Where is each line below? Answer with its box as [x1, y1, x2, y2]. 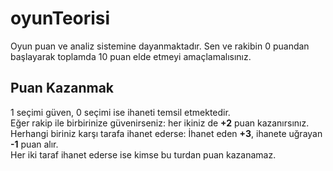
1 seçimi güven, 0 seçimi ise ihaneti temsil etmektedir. [10, 106, 231, 118]
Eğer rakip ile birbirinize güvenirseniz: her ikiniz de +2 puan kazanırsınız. [10, 117, 310, 129]
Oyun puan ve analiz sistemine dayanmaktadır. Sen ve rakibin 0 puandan [10, 40, 310, 52]
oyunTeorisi [10, 7, 111, 30]
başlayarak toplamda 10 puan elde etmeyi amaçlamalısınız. [10, 50, 252, 62]
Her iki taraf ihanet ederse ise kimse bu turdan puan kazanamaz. [10, 148, 277, 161]
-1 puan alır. [10, 138, 59, 150]
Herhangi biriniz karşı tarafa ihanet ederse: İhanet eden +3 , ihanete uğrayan [10, 127, 323, 139]
